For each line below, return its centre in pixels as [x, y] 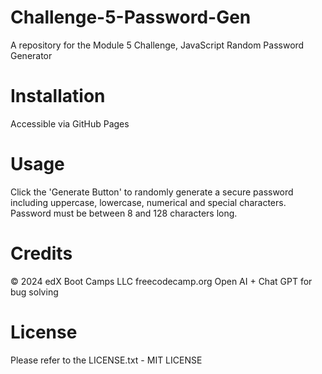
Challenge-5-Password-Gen [131, 17]
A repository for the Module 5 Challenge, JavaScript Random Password [157, 45]
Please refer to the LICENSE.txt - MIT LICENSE [106, 360]
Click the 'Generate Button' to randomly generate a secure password [152, 192]
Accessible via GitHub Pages [70, 123]
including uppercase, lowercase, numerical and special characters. [148, 202]
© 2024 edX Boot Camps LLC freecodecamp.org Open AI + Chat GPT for [161, 281]
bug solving [34, 292]
